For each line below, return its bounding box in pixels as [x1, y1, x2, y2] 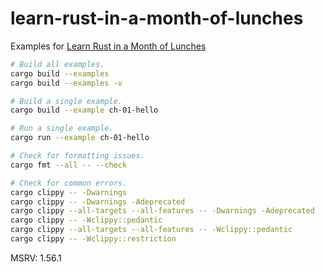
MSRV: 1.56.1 [10, 252, 62, 264]
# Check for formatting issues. [10, 151, 145, 161]
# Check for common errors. [10, 178, 128, 188]
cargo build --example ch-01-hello [10, 105, 159, 116]
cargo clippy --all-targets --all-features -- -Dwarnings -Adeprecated [10, 206, 315, 216]
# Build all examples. [10, 59, 105, 69]
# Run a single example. [10, 123, 114, 134]
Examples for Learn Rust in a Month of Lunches [10, 40, 207, 52]
